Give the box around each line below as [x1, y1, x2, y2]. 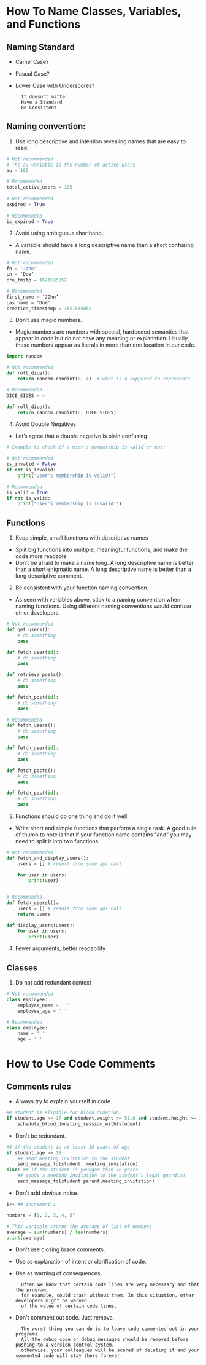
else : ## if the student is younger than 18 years [6, 1166, 139, 1173]
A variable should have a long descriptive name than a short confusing [15, 242, 194, 249]
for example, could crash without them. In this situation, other [21, 1292, 194, 1299]
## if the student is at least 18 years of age [6, 1144, 131, 1150]
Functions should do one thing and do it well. [15, 812, 129, 820]
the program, [15, 1287, 49, 1293]
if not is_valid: [6, 495, 51, 502]
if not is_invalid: [6, 467, 56, 473]
